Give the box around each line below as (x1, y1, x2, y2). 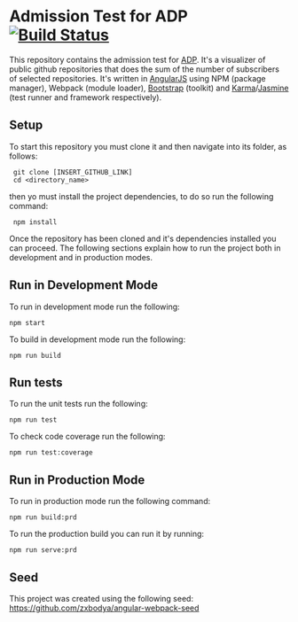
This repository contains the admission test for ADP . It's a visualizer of (9, 54, 266, 65)
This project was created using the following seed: (9, 594, 193, 603)
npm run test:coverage (9, 448, 93, 457)
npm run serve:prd (9, 546, 77, 555)
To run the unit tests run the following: (9, 399, 148, 409)
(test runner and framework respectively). (9, 91, 162, 103)
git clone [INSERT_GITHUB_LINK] (12, 167, 133, 176)
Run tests (9, 375, 63, 390)
